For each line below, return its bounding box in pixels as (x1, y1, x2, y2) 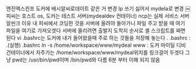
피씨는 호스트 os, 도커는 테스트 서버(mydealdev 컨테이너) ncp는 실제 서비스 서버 (6, 12, 190, 19)
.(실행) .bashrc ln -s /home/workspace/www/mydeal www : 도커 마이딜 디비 (6, 42, 186, 49)
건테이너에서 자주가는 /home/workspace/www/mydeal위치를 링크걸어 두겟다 (6, 49, 184, 56)
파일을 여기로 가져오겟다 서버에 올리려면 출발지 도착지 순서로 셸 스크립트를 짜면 (6, 27, 186, 34)
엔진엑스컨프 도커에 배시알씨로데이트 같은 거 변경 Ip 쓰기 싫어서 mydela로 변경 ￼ (6, 5, 191, 12)
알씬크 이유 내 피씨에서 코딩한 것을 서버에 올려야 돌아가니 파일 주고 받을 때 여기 (6, 20, 185, 26)
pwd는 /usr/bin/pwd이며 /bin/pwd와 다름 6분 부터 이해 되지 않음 (12, 56, 160, 63)
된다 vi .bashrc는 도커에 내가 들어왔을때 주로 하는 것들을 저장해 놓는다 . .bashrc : (6, 34, 191, 41)
